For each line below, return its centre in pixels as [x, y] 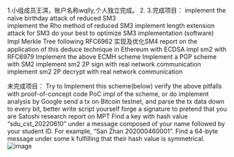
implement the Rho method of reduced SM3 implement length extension [111, 26]
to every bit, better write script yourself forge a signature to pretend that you [117, 109]
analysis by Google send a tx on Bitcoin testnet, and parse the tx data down [116, 101]
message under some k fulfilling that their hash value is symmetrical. [106, 138]
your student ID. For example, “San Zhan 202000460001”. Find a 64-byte [113, 131]
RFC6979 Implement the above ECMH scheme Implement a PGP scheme [112, 57]
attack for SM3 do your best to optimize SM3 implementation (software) [111, 33]
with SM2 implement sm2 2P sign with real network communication [104, 64]
